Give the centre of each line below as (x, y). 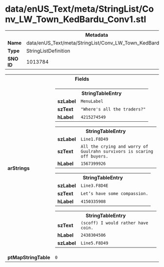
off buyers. (94, 156)
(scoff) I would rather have (114, 223)
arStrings (19, 168)
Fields (82, 79)
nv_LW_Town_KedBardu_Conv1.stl (76, 19)
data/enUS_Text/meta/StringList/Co (80, 9)
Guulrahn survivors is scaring (117, 151)
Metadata (97, 35)
